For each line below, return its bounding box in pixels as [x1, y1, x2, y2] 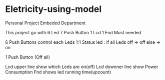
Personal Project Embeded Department [5, 20, 86, 26]
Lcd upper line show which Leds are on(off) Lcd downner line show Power [5, 64, 158, 70]
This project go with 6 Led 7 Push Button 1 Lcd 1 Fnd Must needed [5, 29, 141, 35]
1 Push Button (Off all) [5, 54, 50, 60]
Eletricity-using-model [5, 3, 101, 15]
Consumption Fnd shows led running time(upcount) [5, 69, 111, 75]
